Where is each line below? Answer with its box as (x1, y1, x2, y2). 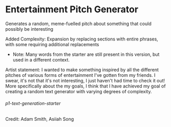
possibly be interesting (5, 26, 54, 32)
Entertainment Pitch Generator (5, 4, 139, 15)
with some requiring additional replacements (5, 41, 99, 47)
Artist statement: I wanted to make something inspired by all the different (5, 67, 159, 73)
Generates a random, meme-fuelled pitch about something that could (5, 20, 152, 27)
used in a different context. (12, 56, 70, 62)
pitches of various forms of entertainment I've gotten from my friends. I (5, 72, 156, 78)
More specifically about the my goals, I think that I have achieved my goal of (5, 83, 166, 89)
